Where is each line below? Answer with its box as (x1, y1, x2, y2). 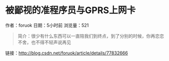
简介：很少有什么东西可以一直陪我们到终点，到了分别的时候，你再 (17, 33, 155, 39)
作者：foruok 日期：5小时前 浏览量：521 (5, 22, 89, 28)
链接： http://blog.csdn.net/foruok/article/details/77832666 (5, 50, 128, 56)
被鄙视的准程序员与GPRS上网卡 (5, 5, 136, 16)
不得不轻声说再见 (35, 39, 71, 45)
